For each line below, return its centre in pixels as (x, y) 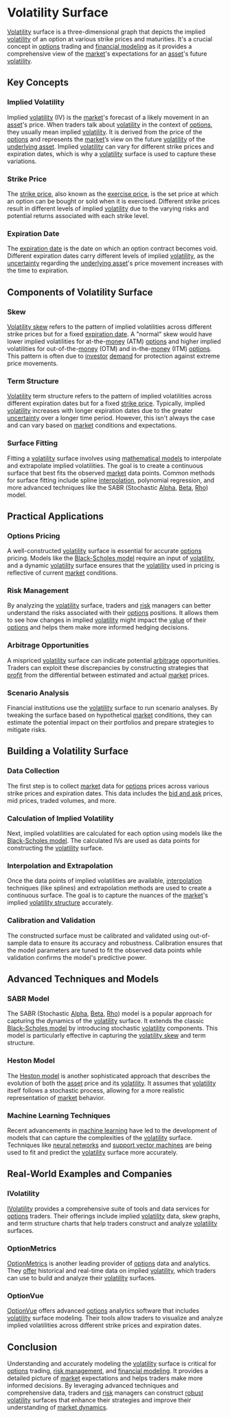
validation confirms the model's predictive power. (77, 957)
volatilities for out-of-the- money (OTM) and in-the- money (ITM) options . (110, 348)
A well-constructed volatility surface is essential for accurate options (104, 551)
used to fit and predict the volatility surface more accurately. (93, 1152)
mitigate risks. (27, 730)
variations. (22, 161)
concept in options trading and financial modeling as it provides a (100, 46)
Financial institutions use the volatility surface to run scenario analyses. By (113, 708)
